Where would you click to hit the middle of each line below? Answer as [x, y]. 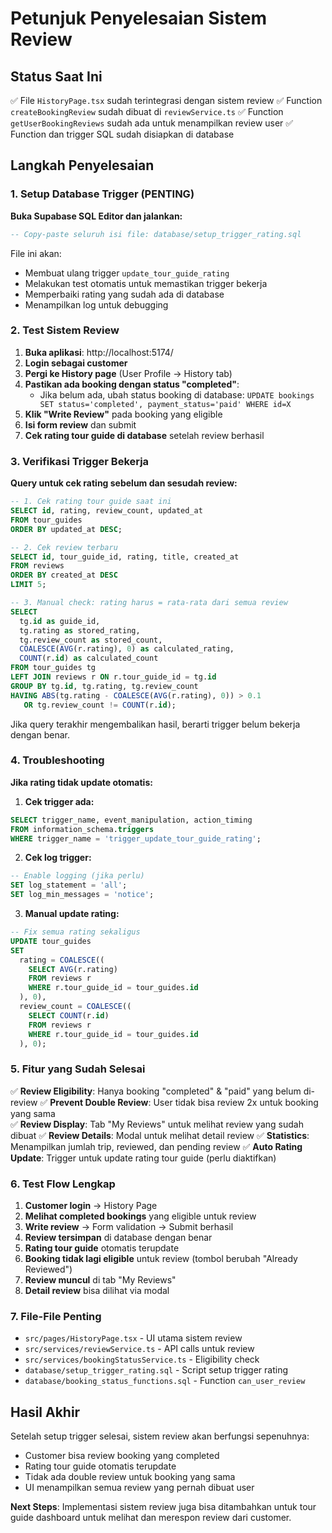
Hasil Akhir [45, 1412]
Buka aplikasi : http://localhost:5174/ [99, 352]
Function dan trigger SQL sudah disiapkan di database [122, 134]
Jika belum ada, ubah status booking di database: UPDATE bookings [177, 394]
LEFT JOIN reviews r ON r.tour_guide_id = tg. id [113, 677]
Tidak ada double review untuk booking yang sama [130, 1477]
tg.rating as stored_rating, [80, 630]
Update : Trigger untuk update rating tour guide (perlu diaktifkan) [143, 1158]
